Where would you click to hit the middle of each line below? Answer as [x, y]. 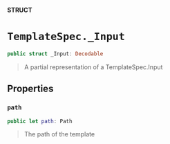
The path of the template [59, 134]
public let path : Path [40, 121]
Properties [30, 89]
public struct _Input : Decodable [55, 54]
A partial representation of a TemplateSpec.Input [93, 67]
